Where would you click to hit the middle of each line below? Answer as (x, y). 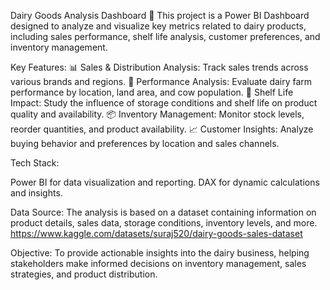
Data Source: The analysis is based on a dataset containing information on (163, 212)
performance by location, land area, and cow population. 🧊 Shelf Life (152, 92)
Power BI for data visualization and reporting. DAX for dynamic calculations (165, 182)
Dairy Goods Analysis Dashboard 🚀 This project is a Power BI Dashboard (160, 15)
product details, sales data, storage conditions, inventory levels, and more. (164, 223)
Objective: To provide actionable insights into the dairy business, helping (160, 253)
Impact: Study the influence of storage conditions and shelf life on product (164, 103)
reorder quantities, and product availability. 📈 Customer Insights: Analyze (162, 129)
